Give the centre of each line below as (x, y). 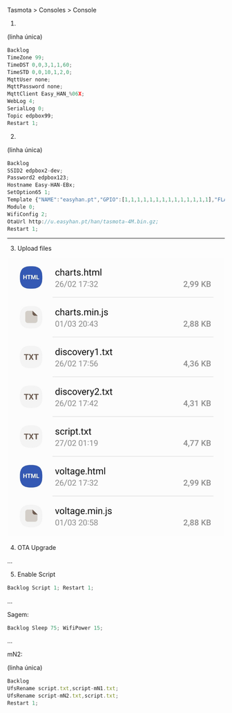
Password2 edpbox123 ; (38, 178)
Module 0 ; (21, 207)
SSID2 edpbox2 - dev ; (35, 171)
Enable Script (36, 574)
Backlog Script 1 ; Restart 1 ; (51, 588)
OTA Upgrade (37, 547)
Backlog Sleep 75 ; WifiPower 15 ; (55, 628)
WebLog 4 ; (21, 102)
